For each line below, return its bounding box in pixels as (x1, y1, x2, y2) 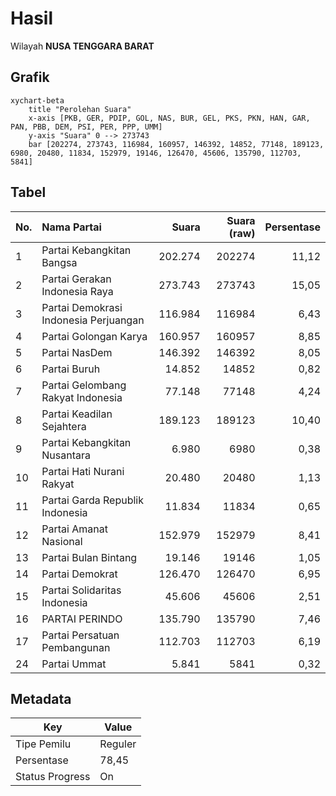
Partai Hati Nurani (41, 464, 125, 478)
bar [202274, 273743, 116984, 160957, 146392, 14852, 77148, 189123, (28, 139, 325, 149)
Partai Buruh (41, 362, 101, 376)
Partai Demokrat (41, 567, 118, 581)
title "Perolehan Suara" (28, 104, 132, 114)
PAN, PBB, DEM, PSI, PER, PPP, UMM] (10, 122, 163, 132)
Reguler (99, 737, 137, 751)
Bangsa (41, 255, 78, 269)
